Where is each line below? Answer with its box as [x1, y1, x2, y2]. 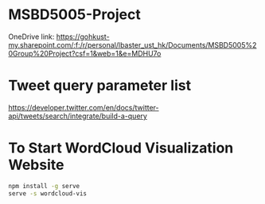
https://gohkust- [56, 32, 110, 41]
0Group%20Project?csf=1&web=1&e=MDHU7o [8, 48, 162, 58]
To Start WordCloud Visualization [8, 139, 234, 157]
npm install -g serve [8, 182, 80, 190]
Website [8, 156, 64, 174]
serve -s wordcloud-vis [8, 189, 88, 198]
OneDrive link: [8, 32, 55, 41]
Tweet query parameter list [8, 77, 192, 94]
